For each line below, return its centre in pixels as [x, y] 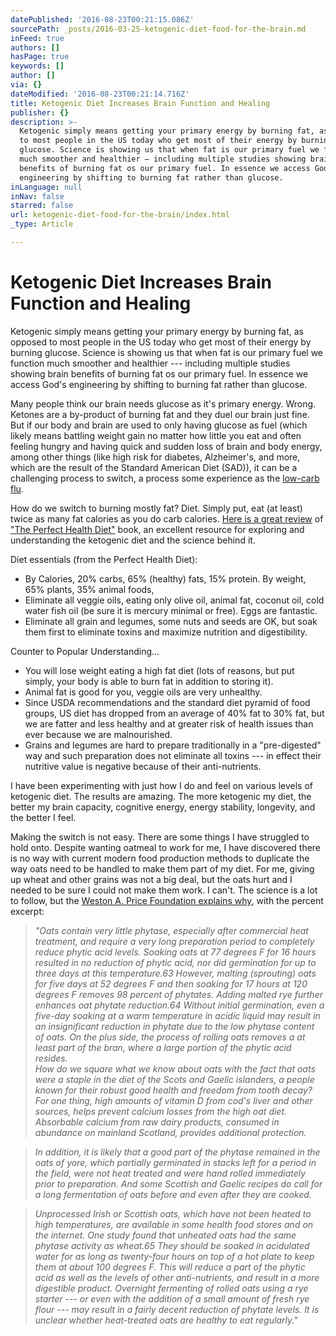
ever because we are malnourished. [98, 734]
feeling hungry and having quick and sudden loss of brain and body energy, [166, 446]
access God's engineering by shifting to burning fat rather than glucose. [159, 384]
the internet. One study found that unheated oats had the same [165, 1235]
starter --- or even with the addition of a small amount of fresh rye [172, 1298]
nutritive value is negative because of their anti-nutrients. [143, 766]
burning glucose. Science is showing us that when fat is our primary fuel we [167, 352]
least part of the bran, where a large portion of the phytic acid [163, 1047]
